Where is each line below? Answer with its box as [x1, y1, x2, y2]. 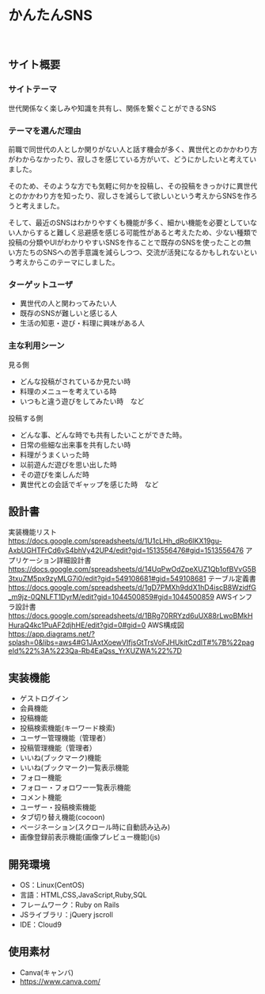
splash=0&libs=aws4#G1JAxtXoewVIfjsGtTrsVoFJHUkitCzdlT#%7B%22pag [8, 638, 255, 647]
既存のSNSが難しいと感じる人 [19, 309, 118, 318]
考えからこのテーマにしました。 [14, 257, 119, 267]
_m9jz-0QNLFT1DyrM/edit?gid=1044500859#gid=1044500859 [8, 592, 215, 602]
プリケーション [8, 555, 57, 566]
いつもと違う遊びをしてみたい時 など [19, 396, 145, 406]
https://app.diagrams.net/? [8, 630, 96, 639]
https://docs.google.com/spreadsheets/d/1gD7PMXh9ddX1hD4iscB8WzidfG [8, 583, 257, 592]
